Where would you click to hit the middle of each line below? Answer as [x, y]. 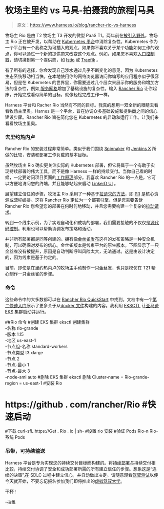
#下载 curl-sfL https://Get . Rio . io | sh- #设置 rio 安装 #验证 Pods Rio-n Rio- [82, 431]
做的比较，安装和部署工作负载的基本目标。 [48, 155]
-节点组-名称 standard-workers [36, 346]
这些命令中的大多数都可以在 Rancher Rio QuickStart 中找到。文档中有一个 [79, 299]
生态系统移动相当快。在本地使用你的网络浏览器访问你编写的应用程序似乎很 [80, 76]
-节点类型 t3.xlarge [24, 352]
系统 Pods [15, 437]
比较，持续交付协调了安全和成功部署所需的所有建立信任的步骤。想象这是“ [79, 469]
